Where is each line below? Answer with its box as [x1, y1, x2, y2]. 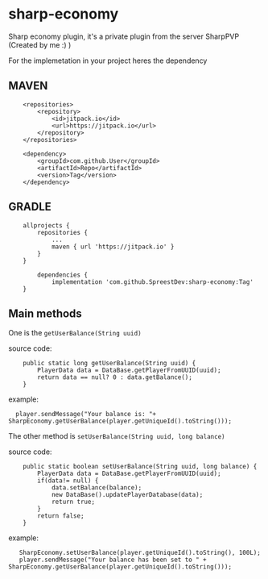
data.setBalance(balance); [51, 484, 142, 492]
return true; [51, 498, 95, 506]
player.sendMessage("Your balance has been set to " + [19, 556, 207, 564]
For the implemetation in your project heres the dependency [8, 56, 208, 65]
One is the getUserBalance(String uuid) [8, 328, 142, 338]
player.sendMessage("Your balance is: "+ [15, 410, 157, 419]
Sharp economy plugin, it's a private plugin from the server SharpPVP [8, 31, 240, 41]
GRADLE [8, 200, 52, 214]
